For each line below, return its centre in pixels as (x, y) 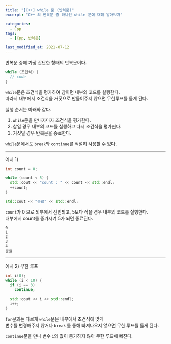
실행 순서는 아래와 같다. (28, 109)
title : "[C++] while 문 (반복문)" (40, 10)
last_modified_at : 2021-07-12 (37, 47)
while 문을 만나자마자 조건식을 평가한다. (52, 120)
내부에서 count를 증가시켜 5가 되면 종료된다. (49, 218)
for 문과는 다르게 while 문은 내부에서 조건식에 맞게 (54, 319)
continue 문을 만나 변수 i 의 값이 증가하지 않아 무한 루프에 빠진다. (69, 336)
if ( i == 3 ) (23, 285)
